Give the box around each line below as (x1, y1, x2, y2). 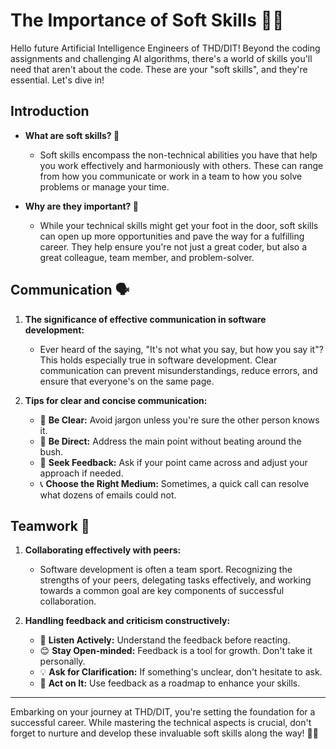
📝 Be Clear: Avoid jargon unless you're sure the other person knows (39, 414, 320, 426)
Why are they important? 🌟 (24, 200, 139, 212)
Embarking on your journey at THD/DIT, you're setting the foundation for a (10, 706, 316, 718)
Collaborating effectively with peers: (24, 544, 182, 556)
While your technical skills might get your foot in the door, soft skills (39, 219, 319, 231)
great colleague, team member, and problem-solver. (39, 251, 255, 263)
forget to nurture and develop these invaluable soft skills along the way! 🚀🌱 (10, 727, 319, 739)
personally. (39, 655, 86, 668)
